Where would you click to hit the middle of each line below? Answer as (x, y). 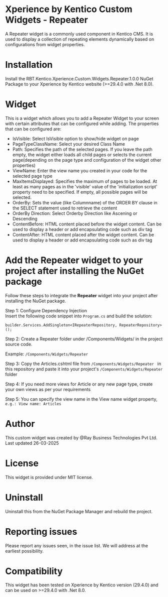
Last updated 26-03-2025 (32, 443)
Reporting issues (41, 531)
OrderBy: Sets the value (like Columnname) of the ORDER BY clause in (85, 202)
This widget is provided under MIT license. (49, 477)
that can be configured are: (33, 129)
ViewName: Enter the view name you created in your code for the (80, 170)
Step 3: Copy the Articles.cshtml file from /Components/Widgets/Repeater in (83, 364)
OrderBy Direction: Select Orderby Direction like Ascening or (75, 213)
